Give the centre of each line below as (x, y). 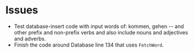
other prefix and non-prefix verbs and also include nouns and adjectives (101, 32)
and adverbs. (30, 38)
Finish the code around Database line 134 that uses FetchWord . (89, 45)
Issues (22, 10)
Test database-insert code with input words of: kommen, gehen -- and (99, 26)
